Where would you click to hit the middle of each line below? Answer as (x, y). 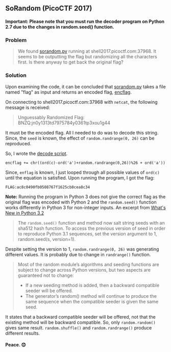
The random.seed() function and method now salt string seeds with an (91, 223)
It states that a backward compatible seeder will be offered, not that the (80, 317)
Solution (16, 75)
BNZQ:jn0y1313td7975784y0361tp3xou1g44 (64, 123)
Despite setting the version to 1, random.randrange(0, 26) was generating (82, 249)
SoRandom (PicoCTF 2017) (49, 8)
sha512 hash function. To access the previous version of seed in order (92, 228)
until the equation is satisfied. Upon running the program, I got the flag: (80, 178)
